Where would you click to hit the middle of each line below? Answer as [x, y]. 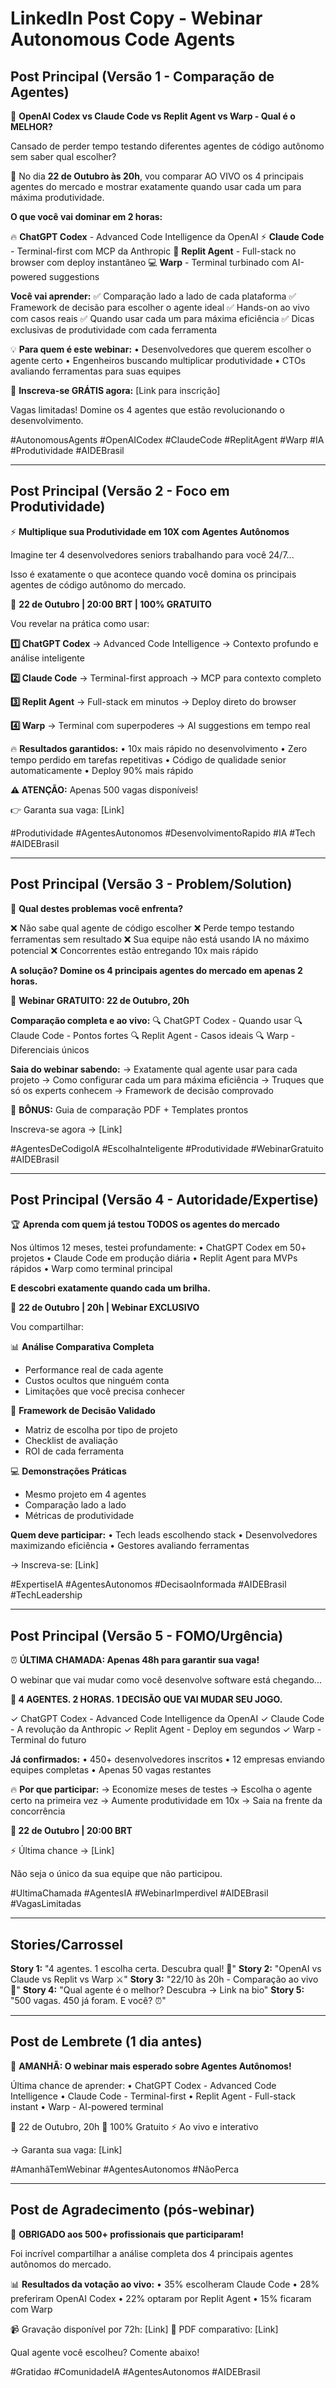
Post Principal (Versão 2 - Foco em [120, 491]
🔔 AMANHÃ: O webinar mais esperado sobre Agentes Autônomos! [151, 2066]
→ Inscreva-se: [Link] [54, 1565]
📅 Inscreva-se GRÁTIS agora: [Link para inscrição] [115, 390]
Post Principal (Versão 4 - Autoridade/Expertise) [164, 1200]
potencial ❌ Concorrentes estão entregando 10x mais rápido [134, 950]
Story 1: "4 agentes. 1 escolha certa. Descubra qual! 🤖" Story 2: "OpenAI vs [166, 1969]
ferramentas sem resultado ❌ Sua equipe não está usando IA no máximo [160, 939]
